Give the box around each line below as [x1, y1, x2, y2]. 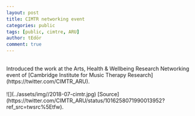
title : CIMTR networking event [6, 16, 85, 22]
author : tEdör [6, 35, 42, 41]
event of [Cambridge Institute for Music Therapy [6, 72, 127, 78]
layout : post [6, 10, 39, 16]
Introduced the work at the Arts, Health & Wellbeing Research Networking [6, 65, 190, 72]
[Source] [97, 91, 120, 97]
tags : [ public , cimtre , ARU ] [6, 29, 80, 35]
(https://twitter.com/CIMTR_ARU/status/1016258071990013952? [6, 97, 165, 104]
